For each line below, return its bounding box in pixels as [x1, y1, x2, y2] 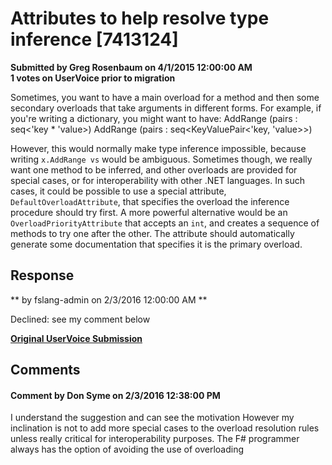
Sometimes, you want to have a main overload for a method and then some [10, 91, 320, 103]
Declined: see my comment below [10, 313, 151, 325]
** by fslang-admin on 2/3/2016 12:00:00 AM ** [10, 293, 208, 306]
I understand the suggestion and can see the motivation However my [10, 412, 295, 424]
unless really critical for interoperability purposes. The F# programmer [10, 433, 300, 445]
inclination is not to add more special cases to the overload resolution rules [10, 422, 320, 434]
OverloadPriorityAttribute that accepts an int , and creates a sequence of [10, 217, 320, 229]
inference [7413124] [10, 28, 179, 51]
